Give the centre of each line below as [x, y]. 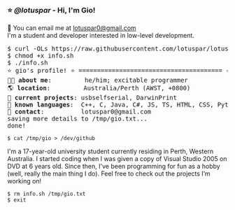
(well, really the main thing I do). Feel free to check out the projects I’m [109, 174]
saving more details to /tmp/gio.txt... [78, 119]
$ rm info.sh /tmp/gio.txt [47, 194]
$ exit [17, 200]
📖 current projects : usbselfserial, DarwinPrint [92, 98]
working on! [24, 181]
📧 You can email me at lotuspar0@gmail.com [72, 28]
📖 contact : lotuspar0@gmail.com [79, 112]
